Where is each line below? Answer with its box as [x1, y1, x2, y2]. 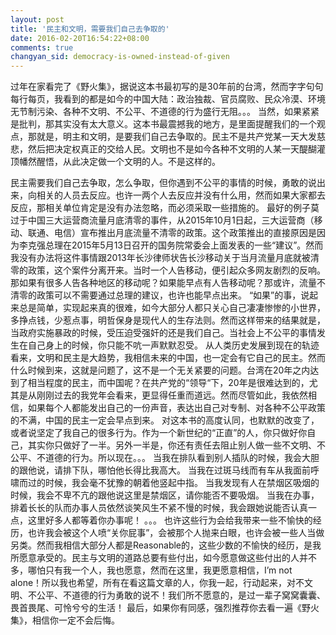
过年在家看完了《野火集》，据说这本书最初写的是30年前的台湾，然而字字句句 [10, 81, 324, 93]
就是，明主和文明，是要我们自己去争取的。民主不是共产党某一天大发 [36, 131, 317, 143]
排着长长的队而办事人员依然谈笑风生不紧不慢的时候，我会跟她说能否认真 [10, 502, 308, 514]
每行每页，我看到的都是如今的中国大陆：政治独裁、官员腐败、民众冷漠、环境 [10, 93, 326, 105]
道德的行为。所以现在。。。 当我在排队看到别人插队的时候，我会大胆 [44, 452, 320, 464]
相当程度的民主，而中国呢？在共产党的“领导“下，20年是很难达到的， [27, 377, 310, 389]
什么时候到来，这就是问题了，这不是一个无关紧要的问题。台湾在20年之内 [10, 364, 311, 376]
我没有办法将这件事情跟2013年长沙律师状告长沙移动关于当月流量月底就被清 [10, 252, 320, 264]
